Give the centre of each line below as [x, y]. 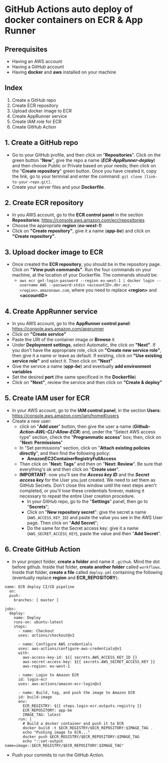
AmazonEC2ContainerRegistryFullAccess [71, 458]
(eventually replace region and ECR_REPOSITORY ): [65, 578]
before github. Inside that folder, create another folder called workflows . [87, 567]
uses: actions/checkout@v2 [46, 635]
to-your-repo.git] [31, 182]
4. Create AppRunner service [51, 311]
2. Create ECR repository [44, 203]
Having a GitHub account [38, 67]
